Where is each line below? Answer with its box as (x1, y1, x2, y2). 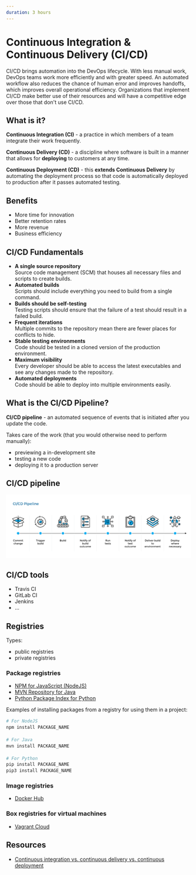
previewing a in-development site (14, 449, 96, 456)
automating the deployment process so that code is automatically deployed (6, 173, 188, 180)
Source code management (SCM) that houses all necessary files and (14, 269, 181, 276)
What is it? (6, 115, 46, 126)
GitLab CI (14, 592, 38, 599)
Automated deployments (14, 375, 77, 381)
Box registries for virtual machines (6, 810, 107, 818)
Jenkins (14, 598, 34, 605)
